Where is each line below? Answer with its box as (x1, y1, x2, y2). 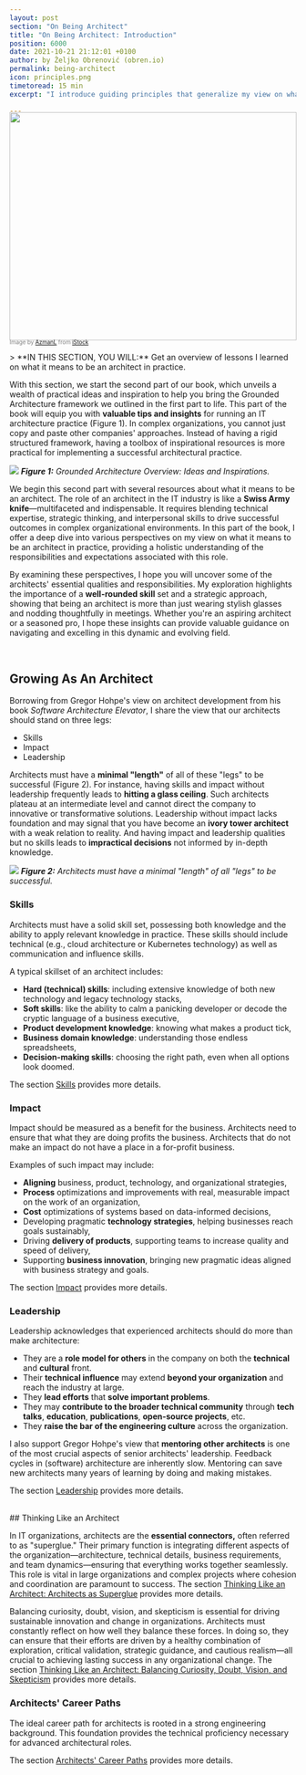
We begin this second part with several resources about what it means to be (9, 483, 296, 494)
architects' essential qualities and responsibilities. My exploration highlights (9, 579, 293, 590)
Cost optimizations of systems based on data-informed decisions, (22, 1206, 271, 1216)
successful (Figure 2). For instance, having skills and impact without (9, 779, 265, 790)
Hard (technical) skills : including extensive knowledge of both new (22, 983, 276, 995)
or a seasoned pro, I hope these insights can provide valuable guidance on (9, 617, 290, 628)
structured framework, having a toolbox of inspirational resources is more (9, 437, 285, 448)
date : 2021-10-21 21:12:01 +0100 (9, 47, 137, 57)
